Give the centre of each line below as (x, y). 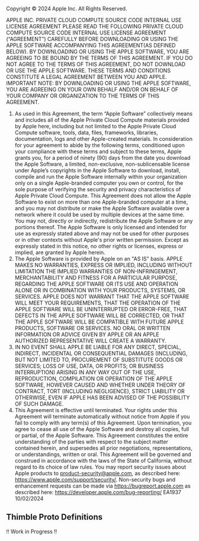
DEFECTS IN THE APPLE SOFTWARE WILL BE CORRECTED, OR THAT (99, 315)
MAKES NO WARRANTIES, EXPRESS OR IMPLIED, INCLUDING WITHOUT (103, 265)
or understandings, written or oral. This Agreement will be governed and (103, 454)
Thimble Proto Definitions (54, 517)
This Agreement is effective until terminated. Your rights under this (96, 410)
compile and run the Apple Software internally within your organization (101, 177)
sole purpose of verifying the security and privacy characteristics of (98, 189)
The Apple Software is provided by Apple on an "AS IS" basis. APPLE (99, 259)
